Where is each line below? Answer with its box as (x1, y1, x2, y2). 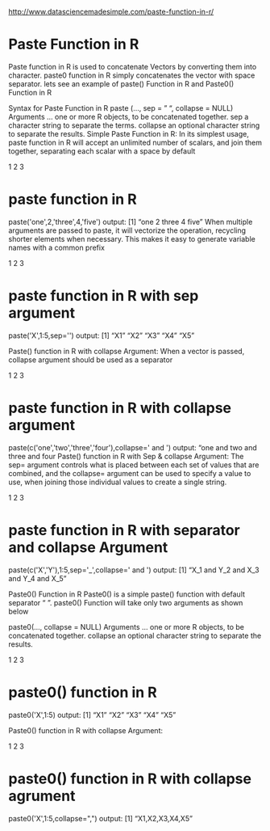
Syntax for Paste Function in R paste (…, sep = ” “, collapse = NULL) (8, 103, 234, 112)
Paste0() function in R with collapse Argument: (8, 725, 164, 735)
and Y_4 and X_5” (8, 573, 67, 583)
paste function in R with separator (8, 521, 240, 539)
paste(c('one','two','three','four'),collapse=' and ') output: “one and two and (8, 442, 258, 452)
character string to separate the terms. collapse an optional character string (8, 120, 260, 130)
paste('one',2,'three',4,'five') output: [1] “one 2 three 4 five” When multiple (8, 217, 253, 226)
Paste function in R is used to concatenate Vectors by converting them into (8, 61, 257, 71)
